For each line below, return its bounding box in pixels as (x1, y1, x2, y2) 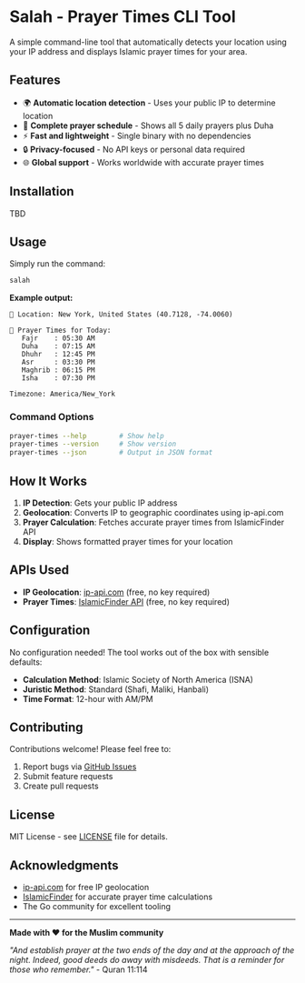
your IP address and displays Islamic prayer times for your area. (9, 45, 248, 56)
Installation (9, 184, 74, 199)
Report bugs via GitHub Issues (22, 761, 137, 772)
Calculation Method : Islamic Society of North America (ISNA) (22, 674, 254, 685)
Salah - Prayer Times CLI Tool (9, 6, 236, 27)
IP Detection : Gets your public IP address (22, 497, 178, 508)
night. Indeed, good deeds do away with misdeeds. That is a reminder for (9, 955, 285, 966)
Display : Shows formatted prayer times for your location (22, 536, 233, 547)
